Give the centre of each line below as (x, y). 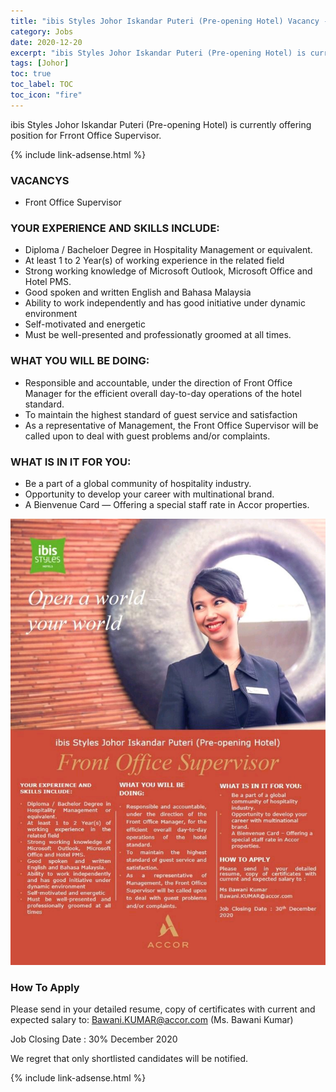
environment (51, 314)
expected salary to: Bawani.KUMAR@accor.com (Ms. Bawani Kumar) (152, 1020)
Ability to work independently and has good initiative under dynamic (165, 303)
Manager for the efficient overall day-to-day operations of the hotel (163, 393)
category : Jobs (42, 31)
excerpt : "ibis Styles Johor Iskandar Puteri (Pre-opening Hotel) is (158, 53)
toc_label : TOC (42, 85)
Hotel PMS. (48, 282)
